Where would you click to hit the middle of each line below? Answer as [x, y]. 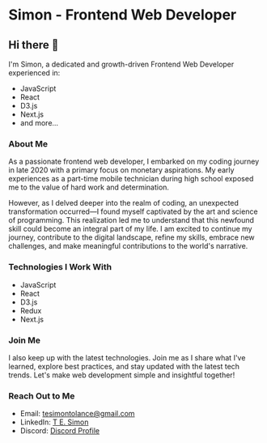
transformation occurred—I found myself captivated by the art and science [133, 211]
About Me [28, 143]
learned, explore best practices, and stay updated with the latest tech [124, 366]
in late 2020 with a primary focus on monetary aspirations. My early [121, 170]
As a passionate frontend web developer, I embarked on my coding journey [134, 162]
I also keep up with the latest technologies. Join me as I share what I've [127, 357]
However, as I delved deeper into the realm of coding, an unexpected [123, 203]
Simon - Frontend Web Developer [123, 15]
